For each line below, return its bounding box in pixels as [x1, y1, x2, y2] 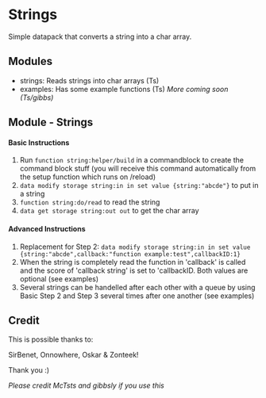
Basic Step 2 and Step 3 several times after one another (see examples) [19, 291, 255, 300]
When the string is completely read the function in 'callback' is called [19, 257, 246, 266]
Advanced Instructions [8, 224, 86, 233]
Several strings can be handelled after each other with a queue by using [19, 282, 256, 292]
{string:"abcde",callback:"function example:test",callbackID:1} [19, 250, 241, 258]
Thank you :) [8, 365, 50, 375]
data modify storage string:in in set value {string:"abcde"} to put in [19, 181, 259, 190]
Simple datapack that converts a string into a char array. [8, 32, 192, 41]
